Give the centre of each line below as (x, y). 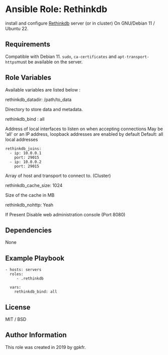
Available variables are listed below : (43, 90)
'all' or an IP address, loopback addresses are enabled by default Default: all (84, 134)
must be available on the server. (50, 62)
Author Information (36, 335)
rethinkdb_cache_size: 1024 (34, 185)
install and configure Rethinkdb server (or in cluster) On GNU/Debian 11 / (80, 23)
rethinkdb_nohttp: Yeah (29, 205)
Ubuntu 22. (17, 28)
